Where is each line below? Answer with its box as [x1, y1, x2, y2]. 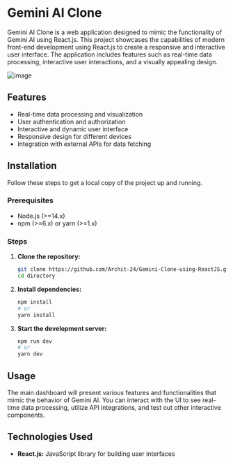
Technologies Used [7, 431, 93, 443]
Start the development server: [17, 324, 107, 332]
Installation [7, 160, 57, 172]
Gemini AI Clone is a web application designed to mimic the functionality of [7, 28, 223, 36]
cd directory [17, 272, 56, 280]
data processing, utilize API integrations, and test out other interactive [21, 403, 221, 411]
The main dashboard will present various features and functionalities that [7, 388, 217, 397]
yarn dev [17, 350, 43, 357]
